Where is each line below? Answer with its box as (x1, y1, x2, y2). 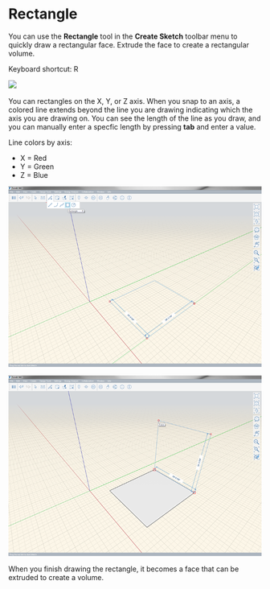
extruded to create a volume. (8, 572, 104, 582)
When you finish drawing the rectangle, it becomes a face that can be (8, 564, 239, 574)
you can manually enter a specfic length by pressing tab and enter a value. (8, 122, 256, 131)
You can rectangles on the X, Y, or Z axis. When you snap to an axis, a (8, 96, 241, 105)
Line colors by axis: (8, 138, 72, 147)
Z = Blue (19, 170, 48, 179)
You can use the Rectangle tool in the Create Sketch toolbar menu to (8, 31, 238, 41)
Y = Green (19, 162, 55, 171)
